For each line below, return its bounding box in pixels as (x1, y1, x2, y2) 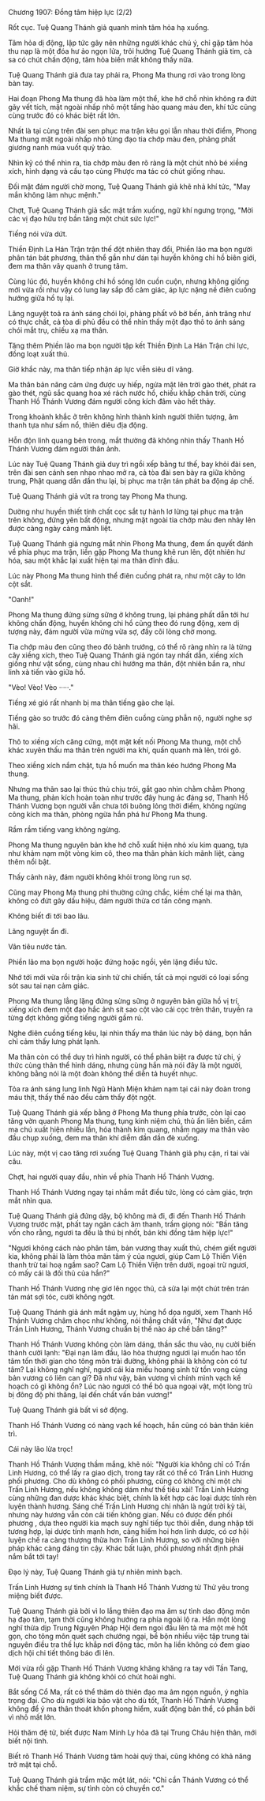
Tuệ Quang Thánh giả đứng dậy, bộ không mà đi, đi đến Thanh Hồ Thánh (8, 1211, 246, 1220)
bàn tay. (8, 79, 35, 88)
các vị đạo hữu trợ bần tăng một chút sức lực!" (8, 214, 159, 223)
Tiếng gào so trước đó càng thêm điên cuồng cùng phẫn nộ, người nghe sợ (8, 714, 252, 722)
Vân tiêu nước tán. (8, 942, 67, 951)
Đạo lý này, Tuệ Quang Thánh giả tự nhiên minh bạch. (8, 1567, 183, 1577)
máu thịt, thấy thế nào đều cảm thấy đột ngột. (8, 1093, 156, 1102)
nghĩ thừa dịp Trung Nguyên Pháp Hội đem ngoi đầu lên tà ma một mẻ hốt (8, 1623, 248, 1632)
